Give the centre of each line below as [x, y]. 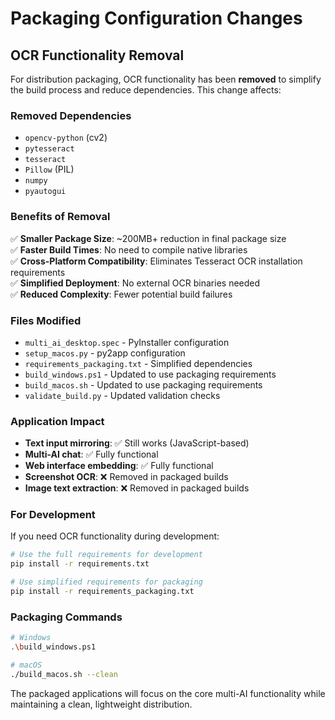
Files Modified [46, 320]
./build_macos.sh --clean [64, 674]
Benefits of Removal [60, 217]
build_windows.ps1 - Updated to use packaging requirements [150, 374]
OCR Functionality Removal [97, 55]
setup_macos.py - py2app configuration [105, 353]
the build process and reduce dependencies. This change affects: [146, 90]
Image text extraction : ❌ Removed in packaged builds [137, 488]
